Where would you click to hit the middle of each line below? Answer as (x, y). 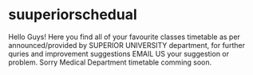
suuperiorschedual (73, 15)
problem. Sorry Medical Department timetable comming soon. (110, 62)
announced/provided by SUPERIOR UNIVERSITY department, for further (127, 45)
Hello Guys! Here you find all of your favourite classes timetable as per (125, 37)
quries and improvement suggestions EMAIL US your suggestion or (119, 53)
